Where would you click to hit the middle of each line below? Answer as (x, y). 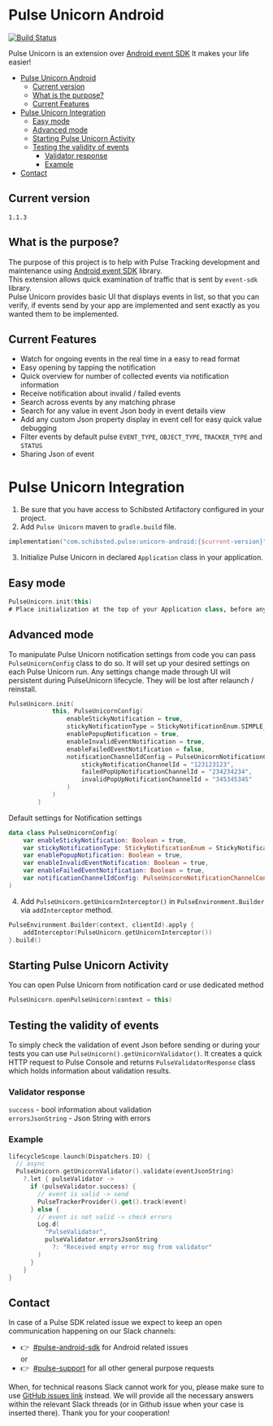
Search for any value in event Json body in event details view (123, 411)
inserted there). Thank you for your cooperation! (89, 1413)
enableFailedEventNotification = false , (136, 749)
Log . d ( (49, 1224)
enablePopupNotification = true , (123, 735)
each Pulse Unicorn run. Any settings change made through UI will (120, 671)
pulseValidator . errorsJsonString (101, 1240)
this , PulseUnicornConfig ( (97, 711)
